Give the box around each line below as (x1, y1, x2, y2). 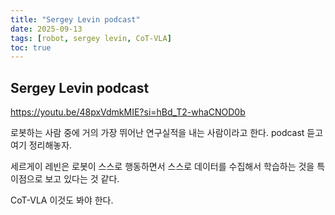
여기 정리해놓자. (10, 139, 73, 151)
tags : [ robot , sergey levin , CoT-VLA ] (10, 33, 172, 43)
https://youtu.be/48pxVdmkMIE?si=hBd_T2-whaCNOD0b (10, 106, 246, 118)
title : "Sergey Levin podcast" (10, 14, 141, 25)
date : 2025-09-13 (10, 24, 83, 34)
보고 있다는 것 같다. (44, 173, 120, 185)
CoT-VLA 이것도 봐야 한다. (10, 194, 114, 206)
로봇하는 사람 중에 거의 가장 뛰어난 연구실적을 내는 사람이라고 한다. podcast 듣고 (10, 127, 324, 139)
